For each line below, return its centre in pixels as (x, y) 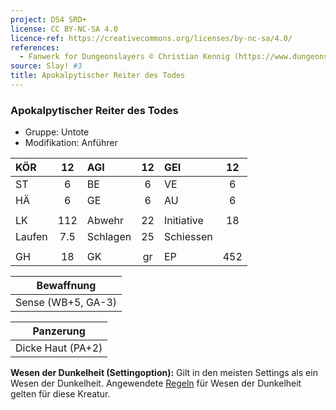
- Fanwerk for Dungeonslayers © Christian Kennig (124, 57)
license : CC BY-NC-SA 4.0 (64, 29)
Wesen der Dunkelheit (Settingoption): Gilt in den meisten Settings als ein (164, 373)
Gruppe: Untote (57, 132)
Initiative (183, 221)
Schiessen (188, 237)
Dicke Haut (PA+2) (59, 348)
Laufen (31, 237)
